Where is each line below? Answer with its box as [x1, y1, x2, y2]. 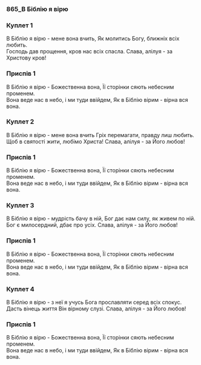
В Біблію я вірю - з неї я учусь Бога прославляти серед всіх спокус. [6, 299, 182, 306]
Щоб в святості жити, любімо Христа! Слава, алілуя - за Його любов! [6, 138, 185, 145]
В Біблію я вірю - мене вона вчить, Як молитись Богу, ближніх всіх [6, 35, 180, 42]
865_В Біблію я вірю [6, 5, 68, 13]
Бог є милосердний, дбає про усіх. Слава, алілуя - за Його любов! [6, 221, 178, 229]
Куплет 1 [6, 21, 33, 29]
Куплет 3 [6, 201, 35, 210]
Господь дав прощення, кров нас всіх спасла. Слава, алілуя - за [6, 48, 173, 55]
